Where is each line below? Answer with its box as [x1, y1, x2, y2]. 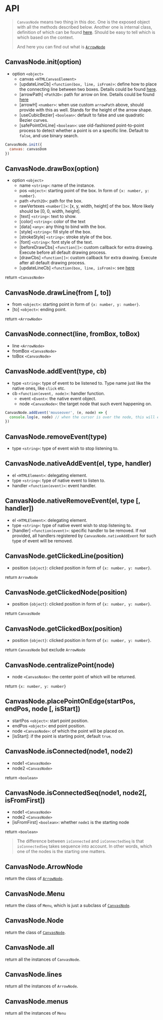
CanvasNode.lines [5, 971, 62, 979]
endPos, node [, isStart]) [5, 705, 81, 713]
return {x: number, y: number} [5, 683, 66, 689]
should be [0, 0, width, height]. [19, 208, 81, 214]
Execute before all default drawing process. [19, 249, 107, 255]
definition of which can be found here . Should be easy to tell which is [16, 29, 155, 35]
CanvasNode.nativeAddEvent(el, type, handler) [5, 460, 152, 468]
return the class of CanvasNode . [5, 929, 66, 935]
